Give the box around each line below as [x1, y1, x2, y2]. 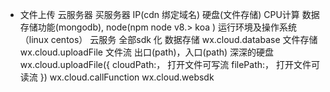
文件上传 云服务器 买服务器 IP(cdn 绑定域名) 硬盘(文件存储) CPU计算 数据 [19, 9, 320, 20]
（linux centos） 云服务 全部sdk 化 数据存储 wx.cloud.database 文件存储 [19, 34, 318, 45]
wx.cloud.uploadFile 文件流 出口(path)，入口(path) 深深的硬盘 [19, 46, 275, 58]
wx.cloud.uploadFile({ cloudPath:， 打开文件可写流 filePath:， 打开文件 [19, 59, 312, 70]
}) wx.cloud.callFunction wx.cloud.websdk [39, 71, 215, 83]
